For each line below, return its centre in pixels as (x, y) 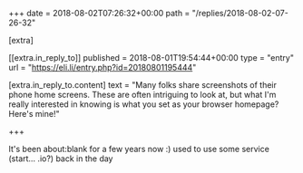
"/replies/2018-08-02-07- (240, 13)
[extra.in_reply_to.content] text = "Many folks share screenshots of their (143, 85)
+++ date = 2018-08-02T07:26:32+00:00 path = (99, 13)
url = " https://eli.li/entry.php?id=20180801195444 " (103, 67)
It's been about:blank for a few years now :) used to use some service (139, 149)
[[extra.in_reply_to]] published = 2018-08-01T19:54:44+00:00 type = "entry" (151, 58)
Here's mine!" (34, 114)
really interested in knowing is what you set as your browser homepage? (144, 104)
